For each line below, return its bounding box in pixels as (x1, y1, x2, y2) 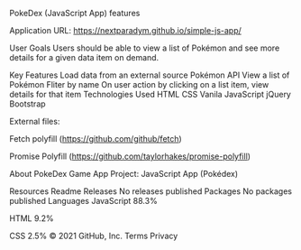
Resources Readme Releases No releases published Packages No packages (9, 186, 293, 197)
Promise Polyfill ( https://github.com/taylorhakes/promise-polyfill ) (9, 151, 251, 162)
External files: (9, 116, 60, 126)
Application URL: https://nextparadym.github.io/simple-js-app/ (9, 25, 242, 35)
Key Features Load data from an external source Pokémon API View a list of (9, 69, 290, 80)
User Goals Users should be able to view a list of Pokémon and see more (9, 42, 280, 53)
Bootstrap (9, 98, 47, 109)
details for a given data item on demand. (9, 52, 160, 62)
